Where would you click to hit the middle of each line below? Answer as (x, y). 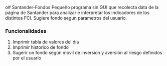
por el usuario (27, 58)
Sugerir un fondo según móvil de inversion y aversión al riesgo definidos (87, 53)
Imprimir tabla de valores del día (46, 42)
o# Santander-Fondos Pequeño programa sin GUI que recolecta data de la (82, 7)
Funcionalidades (26, 31)
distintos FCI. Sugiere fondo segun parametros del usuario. (66, 18)
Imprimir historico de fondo (41, 47)
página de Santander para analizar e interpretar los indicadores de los (77, 13)
